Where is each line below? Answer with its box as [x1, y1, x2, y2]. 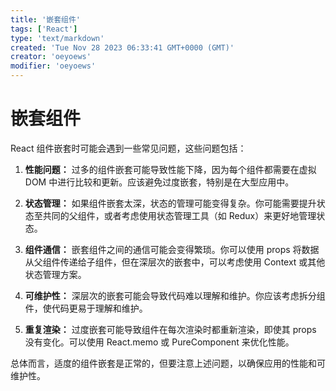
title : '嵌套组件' [10, 14, 82, 25]
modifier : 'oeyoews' [10, 61, 97, 71]
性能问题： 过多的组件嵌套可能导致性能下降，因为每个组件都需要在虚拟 [24, 163, 317, 175]
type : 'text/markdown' [10, 33, 105, 43]
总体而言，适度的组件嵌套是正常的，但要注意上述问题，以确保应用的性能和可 [10, 357, 326, 369]
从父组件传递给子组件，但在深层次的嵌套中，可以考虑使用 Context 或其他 [24, 256, 326, 268]
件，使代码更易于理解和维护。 [24, 302, 148, 314]
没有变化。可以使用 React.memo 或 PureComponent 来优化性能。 [24, 336, 295, 348]
